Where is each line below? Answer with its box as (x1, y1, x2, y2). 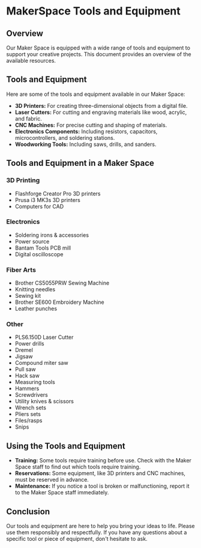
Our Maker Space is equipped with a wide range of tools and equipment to (6, 44, 191, 51)
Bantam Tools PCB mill (14, 244, 71, 251)
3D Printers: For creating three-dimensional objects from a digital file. (14, 102, 188, 109)
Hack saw (14, 372, 40, 379)
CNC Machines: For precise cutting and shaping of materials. (14, 121, 167, 128)
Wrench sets (14, 404, 47, 411)
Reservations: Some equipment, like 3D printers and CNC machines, (14, 470, 186, 477)
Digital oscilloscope (14, 250, 64, 257)
